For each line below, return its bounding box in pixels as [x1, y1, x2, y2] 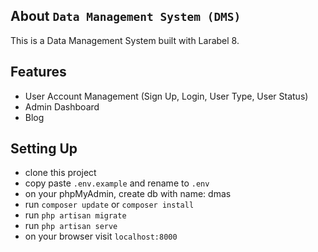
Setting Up [10, 140, 78, 158]
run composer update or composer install [24, 199, 195, 211]
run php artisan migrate [24, 209, 127, 221]
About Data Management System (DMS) [10, 8, 242, 25]
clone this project [24, 167, 97, 179]
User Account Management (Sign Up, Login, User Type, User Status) [24, 90, 309, 102]
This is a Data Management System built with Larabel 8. [10, 34, 240, 46]
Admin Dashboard [24, 100, 100, 113]
